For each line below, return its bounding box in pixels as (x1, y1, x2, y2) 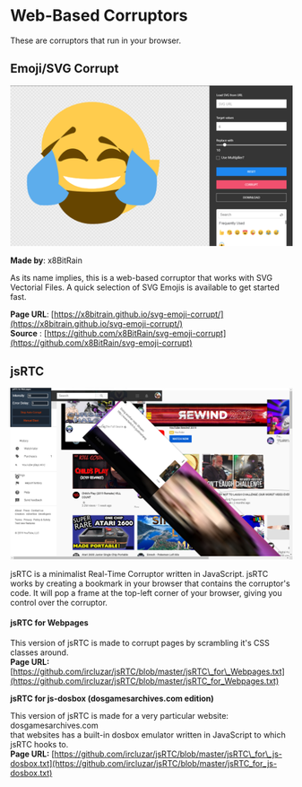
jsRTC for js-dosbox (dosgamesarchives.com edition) (10, 693, 214, 704)
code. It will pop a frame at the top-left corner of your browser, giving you (10, 587, 282, 598)
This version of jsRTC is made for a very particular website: (10, 710, 229, 721)
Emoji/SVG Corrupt (10, 61, 119, 76)
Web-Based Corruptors (10, 5, 188, 26)
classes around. (10, 647, 69, 658)
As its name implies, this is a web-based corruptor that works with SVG (10, 273, 272, 284)
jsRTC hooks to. (10, 739, 69, 749)
